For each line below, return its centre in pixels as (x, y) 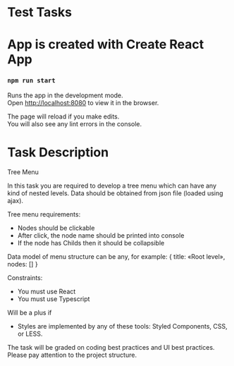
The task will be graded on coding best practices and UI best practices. (111, 347)
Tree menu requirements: (44, 214)
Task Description (58, 152)
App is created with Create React (106, 45)
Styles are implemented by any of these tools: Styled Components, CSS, (122, 326)
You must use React (47, 291)
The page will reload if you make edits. (63, 116)
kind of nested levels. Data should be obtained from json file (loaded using (115, 193)
